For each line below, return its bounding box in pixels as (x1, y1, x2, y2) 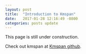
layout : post (5, 7, 32, 12)
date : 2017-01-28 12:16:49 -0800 (5, 16, 78, 21)
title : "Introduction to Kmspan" (5, 12, 76, 17)
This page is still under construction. (5, 34, 79, 40)
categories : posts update (5, 20, 58, 26)
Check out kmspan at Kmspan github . (5, 43, 82, 49)
